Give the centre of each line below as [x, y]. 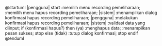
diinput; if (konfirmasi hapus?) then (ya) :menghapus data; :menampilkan [78, 28]
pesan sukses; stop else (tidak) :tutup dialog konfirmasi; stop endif [72, 33]
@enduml [15, 38]
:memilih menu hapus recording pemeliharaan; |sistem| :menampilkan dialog [81, 13]
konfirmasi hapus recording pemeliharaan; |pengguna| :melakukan [72, 18]
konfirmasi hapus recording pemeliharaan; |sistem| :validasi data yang [75, 23]
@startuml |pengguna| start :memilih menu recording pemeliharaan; [73, 8]
